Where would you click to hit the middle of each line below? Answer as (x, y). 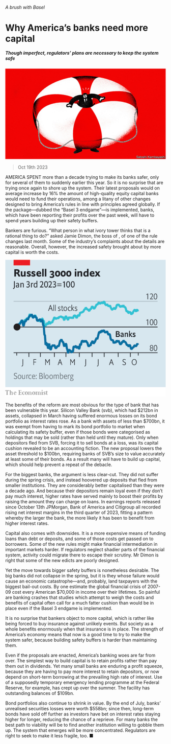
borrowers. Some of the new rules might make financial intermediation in (81, 544)
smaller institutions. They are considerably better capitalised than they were (85, 485)
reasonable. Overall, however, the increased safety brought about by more (83, 247)
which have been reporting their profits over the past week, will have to (80, 215)
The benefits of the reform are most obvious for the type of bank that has (82, 405)
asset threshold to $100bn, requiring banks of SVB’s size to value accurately (85, 454)
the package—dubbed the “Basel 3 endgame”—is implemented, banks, (80, 210)
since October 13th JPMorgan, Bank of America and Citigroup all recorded (83, 507)
